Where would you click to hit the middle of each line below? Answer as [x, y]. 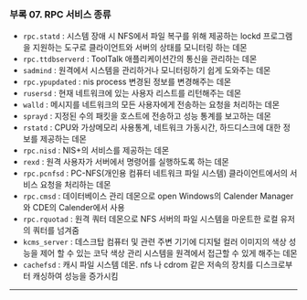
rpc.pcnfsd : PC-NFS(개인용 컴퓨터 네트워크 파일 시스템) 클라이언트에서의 [155, 173]
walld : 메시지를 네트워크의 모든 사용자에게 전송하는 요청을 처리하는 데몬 [151, 105]
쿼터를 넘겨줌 [56, 230]
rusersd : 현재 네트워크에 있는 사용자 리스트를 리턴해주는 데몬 [132, 93]
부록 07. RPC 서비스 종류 [60, 14]
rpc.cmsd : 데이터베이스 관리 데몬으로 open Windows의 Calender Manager [158, 196]
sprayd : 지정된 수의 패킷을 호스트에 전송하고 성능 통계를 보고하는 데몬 [147, 116]
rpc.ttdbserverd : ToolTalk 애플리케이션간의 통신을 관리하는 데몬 [140, 59]
